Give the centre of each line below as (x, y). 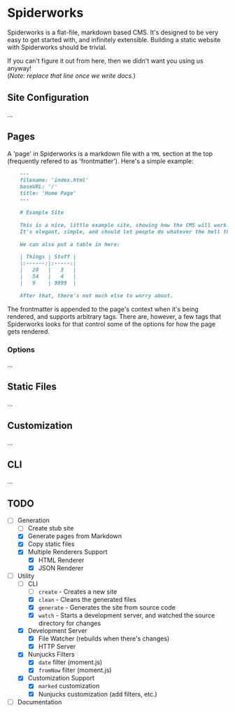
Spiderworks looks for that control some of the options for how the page (111, 324)
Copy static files (51, 544)
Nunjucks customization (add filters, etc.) (98, 694)
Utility (26, 575)
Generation (34, 521)
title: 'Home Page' (48, 193)
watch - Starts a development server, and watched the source (127, 615)
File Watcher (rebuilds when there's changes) (104, 638)
